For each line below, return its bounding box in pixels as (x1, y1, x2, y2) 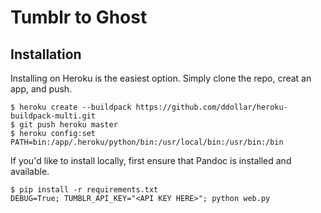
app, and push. (10, 83, 73, 95)
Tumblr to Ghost (10, 6, 148, 29)
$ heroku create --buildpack (10, 102, 132, 112)
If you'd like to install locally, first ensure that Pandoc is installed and (10, 155, 292, 166)
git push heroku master (19, 120, 118, 130)
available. (10, 166, 50, 177)
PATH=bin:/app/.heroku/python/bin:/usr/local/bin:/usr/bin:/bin (10, 137, 284, 147)
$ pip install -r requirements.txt (10, 185, 159, 195)
